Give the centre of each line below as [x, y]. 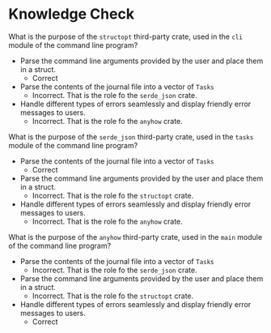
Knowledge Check [72, 14]
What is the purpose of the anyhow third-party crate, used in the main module [135, 237]
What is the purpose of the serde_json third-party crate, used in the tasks [131, 137]
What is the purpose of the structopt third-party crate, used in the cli [125, 36]
